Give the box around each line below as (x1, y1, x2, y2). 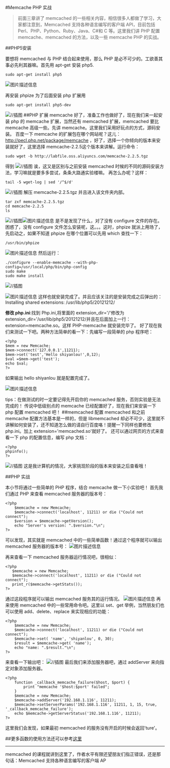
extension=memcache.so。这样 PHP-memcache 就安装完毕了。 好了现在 (5, 322, 158, 328)
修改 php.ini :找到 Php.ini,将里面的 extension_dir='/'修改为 (5, 310, 124, 315)
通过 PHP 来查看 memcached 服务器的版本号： (9, 491, 107, 497)
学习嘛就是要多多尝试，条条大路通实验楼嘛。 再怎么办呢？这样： (14, 170, 148, 176)
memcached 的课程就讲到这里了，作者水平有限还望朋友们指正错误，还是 (5, 751, 157, 757)
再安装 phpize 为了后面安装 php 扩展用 (5, 93, 86, 98)
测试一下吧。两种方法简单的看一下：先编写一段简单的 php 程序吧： (14, 329, 153, 335)
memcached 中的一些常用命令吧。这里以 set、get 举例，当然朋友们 (19, 602, 160, 608)
